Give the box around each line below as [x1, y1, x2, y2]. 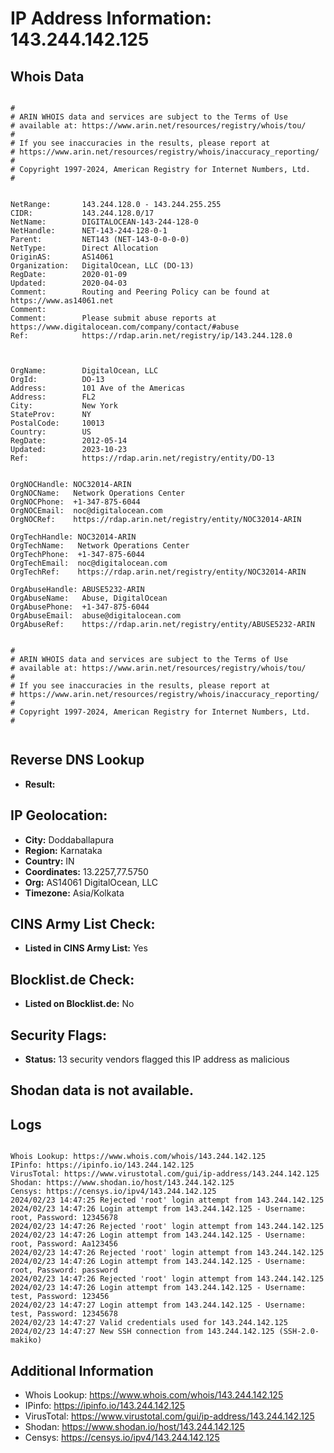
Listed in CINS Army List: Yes [24, 942, 148, 954]
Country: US [10, 427, 92, 437]
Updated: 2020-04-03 [10, 278, 128, 288]
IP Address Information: [10, 7, 212, 30]
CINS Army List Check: [10, 916, 156, 933]
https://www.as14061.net [10, 296, 114, 306]
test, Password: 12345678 [10, 1309, 118, 1319]
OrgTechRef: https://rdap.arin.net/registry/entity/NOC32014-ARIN [10, 567, 307, 577]
